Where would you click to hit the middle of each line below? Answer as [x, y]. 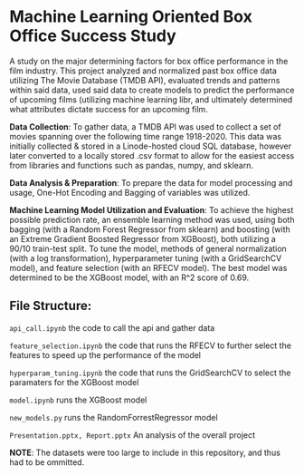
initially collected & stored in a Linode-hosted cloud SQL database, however [151, 146]
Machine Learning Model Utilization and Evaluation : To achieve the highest [152, 209]
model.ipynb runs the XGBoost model [78, 400]
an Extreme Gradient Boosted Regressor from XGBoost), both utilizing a [142, 238]
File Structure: [51, 306]
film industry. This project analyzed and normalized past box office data [143, 71]
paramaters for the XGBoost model [74, 382]
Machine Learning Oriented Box [131, 17]
